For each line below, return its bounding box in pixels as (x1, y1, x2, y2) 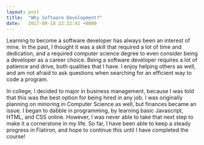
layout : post (6, 9, 40, 15)
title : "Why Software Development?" (6, 15, 103, 21)
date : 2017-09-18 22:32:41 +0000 (6, 20, 97, 26)
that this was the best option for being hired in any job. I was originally (6, 94, 183, 101)
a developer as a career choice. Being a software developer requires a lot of (6, 56, 198, 64)
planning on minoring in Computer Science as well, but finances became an (6, 101, 197, 108)
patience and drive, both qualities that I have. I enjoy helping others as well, (6, 63, 196, 70)
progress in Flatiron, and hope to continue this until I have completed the (6, 126, 189, 134)
